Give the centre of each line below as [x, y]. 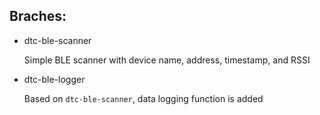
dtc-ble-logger [54, 79]
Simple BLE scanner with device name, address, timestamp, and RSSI [167, 60]
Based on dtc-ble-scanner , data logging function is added [143, 98]
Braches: [38, 16]
